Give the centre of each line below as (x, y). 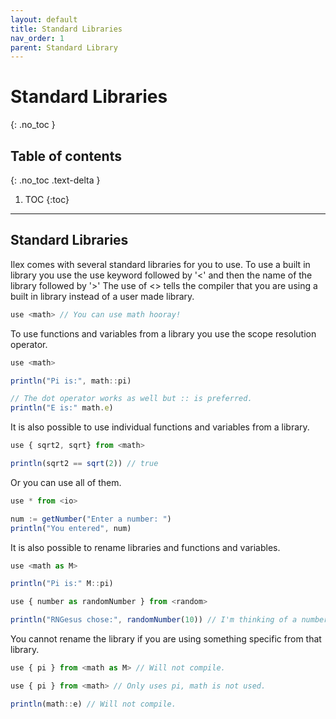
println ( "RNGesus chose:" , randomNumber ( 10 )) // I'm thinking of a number (169, 620)
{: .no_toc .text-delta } (55, 180)
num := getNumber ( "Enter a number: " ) (91, 519)
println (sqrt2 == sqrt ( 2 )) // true (84, 464)
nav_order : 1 (37, 38)
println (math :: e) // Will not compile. (93, 704)
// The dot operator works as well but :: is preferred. (131, 399)
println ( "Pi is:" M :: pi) (62, 584)
